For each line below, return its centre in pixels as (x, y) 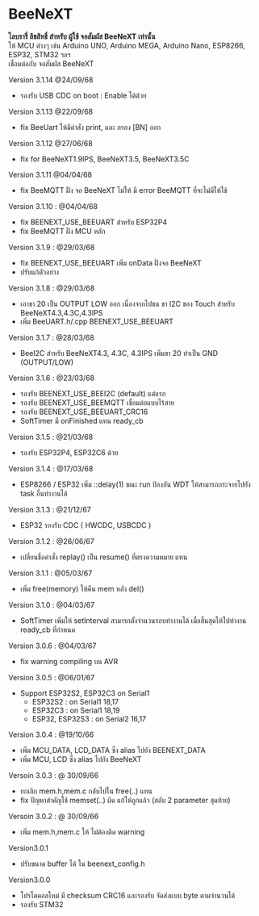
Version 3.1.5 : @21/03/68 (51, 437)
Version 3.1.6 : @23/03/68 (52, 378)
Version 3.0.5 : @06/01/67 (52, 677)
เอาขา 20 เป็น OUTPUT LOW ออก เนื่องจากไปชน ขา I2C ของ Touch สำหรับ (127, 303)
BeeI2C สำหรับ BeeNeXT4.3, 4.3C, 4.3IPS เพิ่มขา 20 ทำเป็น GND (119, 353)
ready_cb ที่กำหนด (48, 629)
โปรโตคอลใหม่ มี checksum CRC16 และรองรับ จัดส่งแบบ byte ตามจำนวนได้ (127, 895)
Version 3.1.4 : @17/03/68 (51, 468)
